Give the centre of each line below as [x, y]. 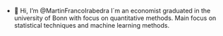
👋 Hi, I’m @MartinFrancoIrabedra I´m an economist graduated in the [112, 11]
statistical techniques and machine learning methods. [92, 25]
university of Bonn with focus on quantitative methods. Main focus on [115, 18]
